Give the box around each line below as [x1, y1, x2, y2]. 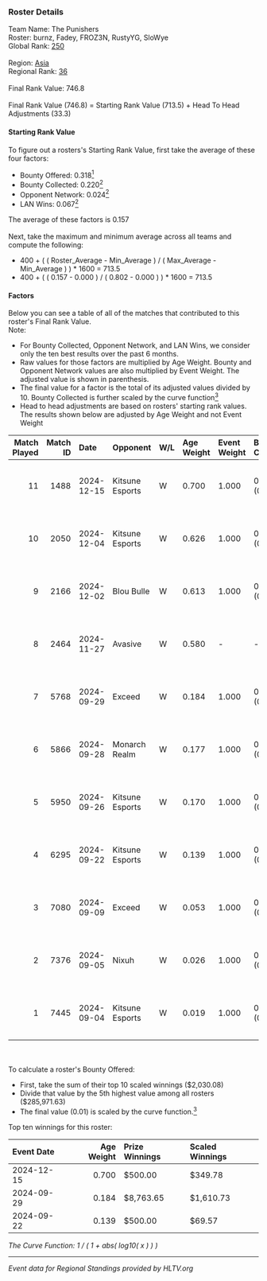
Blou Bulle [112, 586, 150, 597]
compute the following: [8, 240, 83, 250]
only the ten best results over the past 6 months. [19, 349, 179, 359]
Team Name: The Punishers [8, 25, 99, 34]
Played [12, 446, 39, 457]
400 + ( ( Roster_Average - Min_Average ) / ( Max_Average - [19, 255, 217, 265]
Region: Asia [8, 58, 49, 68]
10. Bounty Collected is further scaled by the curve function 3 [19, 391, 219, 402]
